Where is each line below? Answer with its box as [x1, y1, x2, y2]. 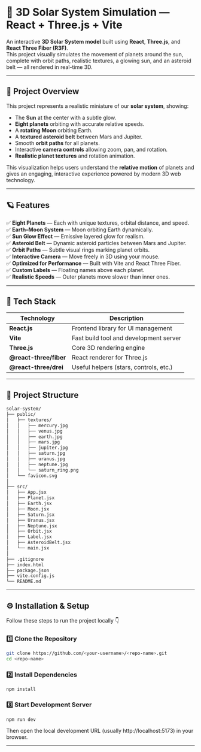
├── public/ [6, 412, 36, 418]
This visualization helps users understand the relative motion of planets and [6, 164, 194, 171]
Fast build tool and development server [71, 334, 181, 342]
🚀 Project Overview [6, 86, 80, 96]
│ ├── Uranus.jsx [6, 517, 55, 523]
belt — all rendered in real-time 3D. [6, 63, 93, 71]
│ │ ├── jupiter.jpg [6, 445, 68, 451]
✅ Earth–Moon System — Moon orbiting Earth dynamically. [6, 226, 154, 233]
